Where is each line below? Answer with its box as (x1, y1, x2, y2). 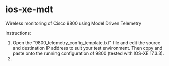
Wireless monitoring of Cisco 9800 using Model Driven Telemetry (5, 20, 142, 26)
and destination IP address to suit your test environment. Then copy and (12, 45, 163, 51)
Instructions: (5, 30, 31, 36)
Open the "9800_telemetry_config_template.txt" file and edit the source (12, 39, 161, 46)
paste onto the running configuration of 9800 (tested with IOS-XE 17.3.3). (12, 50, 164, 56)
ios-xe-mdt (5, 4, 54, 15)
